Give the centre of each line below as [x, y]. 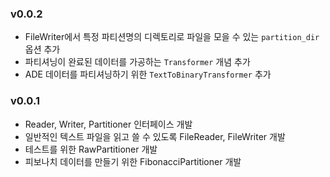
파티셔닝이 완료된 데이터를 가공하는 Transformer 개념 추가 [137, 62]
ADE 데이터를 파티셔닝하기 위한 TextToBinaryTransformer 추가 [148, 74]
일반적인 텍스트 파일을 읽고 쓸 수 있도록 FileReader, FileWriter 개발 [155, 136]
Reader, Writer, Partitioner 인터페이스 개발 [108, 124]
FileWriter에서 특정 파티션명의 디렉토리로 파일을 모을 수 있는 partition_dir [172, 37]
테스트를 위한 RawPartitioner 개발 [91, 149]
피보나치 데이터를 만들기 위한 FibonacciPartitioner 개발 [133, 161]
